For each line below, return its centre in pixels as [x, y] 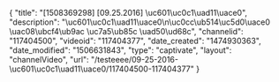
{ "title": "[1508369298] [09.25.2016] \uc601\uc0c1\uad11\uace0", [128, 13]
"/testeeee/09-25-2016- [135, 60]
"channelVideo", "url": [49, 60]
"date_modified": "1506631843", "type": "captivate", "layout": [121, 50]
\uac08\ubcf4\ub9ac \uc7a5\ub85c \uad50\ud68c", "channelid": [127, 31]
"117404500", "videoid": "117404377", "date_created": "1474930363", [136, 41]
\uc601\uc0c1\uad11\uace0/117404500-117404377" [102, 69]
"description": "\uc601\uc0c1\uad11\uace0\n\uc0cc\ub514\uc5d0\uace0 [140, 22]
